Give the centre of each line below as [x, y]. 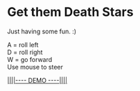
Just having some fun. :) [42, 31]
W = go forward [30, 59]
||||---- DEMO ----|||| [37, 80]
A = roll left [23, 44]
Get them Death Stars [70, 12]
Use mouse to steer [35, 67]
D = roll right [25, 52]
